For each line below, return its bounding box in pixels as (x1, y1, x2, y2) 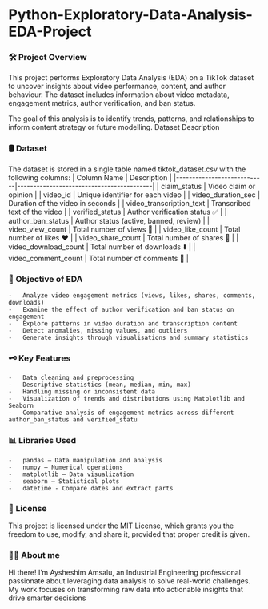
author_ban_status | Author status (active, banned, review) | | (8, 216, 210, 225)
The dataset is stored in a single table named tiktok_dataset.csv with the (8, 164, 246, 174)
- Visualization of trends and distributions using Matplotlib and (8, 395, 246, 403)
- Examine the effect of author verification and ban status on (8, 306, 234, 314)
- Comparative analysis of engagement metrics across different (8, 409, 234, 417)
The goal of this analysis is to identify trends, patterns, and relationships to (8, 114, 254, 123)
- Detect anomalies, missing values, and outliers (8, 327, 188, 335)
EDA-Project (8, 22, 92, 41)
